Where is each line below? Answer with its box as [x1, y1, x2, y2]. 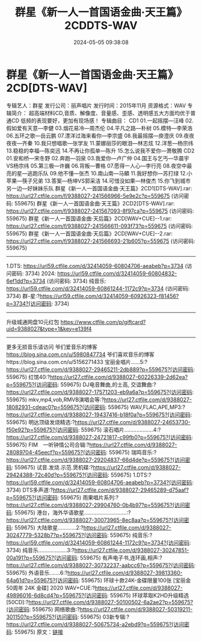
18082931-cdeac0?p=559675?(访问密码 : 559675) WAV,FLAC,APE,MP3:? [6, 403, 185, 410]
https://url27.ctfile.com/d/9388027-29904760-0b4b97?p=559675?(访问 [6, 501, 185, 508]
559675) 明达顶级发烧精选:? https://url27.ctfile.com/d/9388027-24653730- [6, 418, 191, 425]
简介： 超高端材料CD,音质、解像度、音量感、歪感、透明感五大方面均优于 [11, 109, 191, 116]
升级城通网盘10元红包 [6, 318, 60, 325]
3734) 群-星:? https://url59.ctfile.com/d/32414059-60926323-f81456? [6, 292, 179, 299]
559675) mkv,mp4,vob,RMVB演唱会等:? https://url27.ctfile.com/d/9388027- [6, 396, 192, 403]
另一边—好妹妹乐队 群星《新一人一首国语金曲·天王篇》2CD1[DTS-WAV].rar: [6, 184, 192, 192]
